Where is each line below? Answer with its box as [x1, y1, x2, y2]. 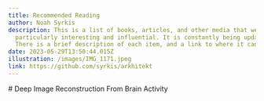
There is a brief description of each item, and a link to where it [15, 41, 244, 49]
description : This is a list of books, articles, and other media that [8, 26, 247, 34]
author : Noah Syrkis [8, 19, 76, 27]
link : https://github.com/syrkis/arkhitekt [8, 63, 153, 70]
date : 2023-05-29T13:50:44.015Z [8, 48, 114, 56]
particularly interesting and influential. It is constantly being [15, 33, 241, 41]
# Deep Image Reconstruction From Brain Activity [8, 84, 169, 93]
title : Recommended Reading [8, 11, 101, 20]
